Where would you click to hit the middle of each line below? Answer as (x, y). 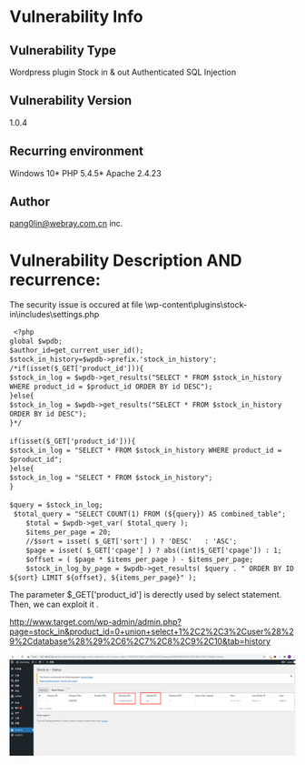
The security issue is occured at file (76, 305)
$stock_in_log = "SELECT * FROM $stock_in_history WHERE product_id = (146, 451)
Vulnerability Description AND (126, 260)
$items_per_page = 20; (69, 533)
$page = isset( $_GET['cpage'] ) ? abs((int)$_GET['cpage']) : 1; (154, 551)
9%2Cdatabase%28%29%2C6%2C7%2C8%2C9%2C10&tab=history (140, 641)
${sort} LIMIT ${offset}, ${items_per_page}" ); (103, 578)
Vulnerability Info (76, 17)
